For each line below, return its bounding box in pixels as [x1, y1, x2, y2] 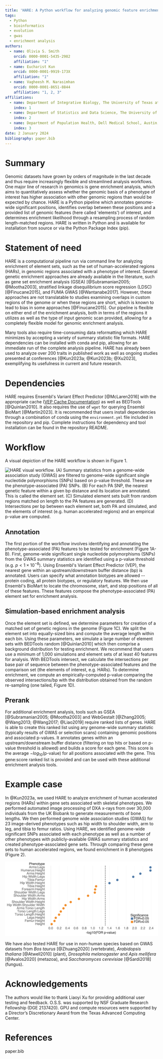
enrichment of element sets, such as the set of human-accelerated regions [5, 263, 155, 269]
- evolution [9, 28, 34, 34]
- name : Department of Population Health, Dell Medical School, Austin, [9, 121, 160, 126]
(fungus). [5, 961, 24, 967]
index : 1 [14, 105, 32, 110]
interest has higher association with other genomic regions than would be [5, 194, 152, 200]
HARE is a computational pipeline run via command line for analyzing [5, 258, 143, 264]
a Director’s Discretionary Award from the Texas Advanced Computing [5, 1010, 146, 1016]
